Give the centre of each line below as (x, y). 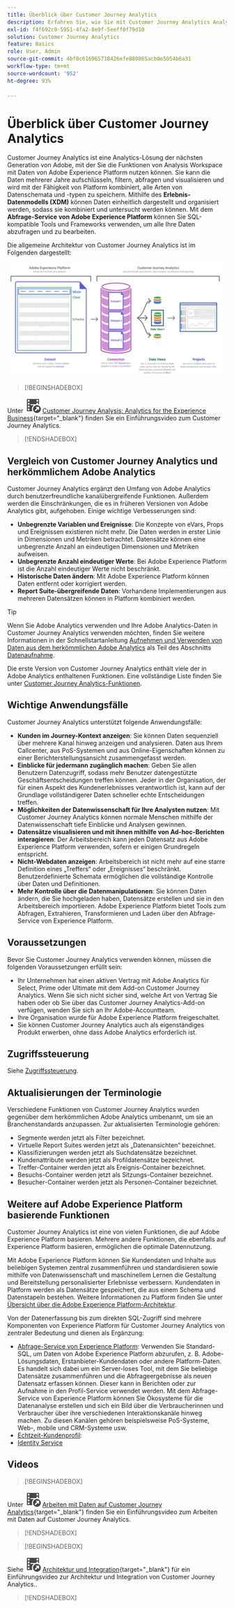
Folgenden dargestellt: (39, 253)
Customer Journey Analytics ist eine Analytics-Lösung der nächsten (105, 158)
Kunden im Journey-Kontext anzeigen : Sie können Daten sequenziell (118, 735)
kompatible (23, 224)
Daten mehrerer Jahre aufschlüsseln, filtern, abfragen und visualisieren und (116, 180)
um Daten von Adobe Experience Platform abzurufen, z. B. (117, 1354)
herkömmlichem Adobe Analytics (81, 472)
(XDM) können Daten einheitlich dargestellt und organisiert (134, 202)
